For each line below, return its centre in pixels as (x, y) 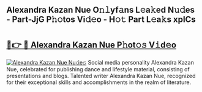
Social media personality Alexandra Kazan (141, 62)
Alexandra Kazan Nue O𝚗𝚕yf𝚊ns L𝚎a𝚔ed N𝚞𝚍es (100, 10)
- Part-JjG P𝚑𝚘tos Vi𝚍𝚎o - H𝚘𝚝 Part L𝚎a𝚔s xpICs (101, 20)
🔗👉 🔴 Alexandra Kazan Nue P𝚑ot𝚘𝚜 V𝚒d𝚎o (91, 45)
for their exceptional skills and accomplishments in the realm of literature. (99, 82)
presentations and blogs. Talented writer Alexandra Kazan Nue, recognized (101, 76)
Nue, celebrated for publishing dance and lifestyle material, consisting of (98, 69)
